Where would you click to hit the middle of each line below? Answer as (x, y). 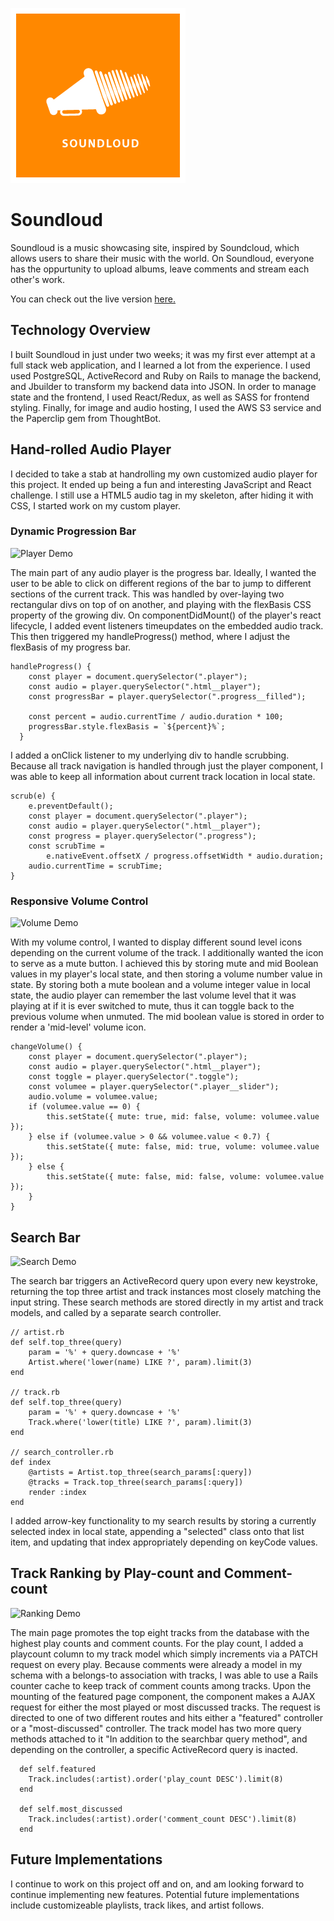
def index (31, 1462)
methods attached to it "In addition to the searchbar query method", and (159, 1739)
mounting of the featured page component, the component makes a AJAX (163, 1696)
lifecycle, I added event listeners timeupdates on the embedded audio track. (167, 625)
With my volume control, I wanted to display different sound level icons (156, 942)
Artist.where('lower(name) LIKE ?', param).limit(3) (140, 1362)
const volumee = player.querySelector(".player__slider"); (154, 1087)
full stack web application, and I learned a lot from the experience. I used (160, 365)
